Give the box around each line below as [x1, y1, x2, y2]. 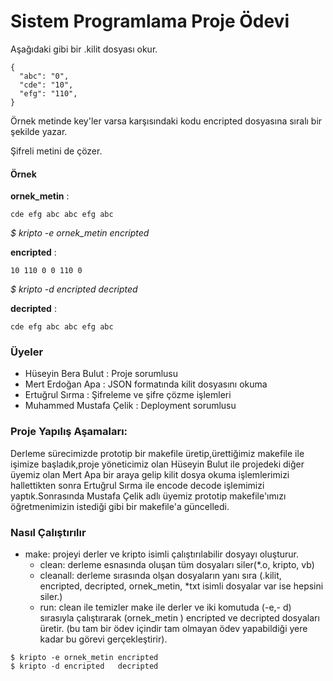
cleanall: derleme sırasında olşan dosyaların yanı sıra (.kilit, [39, 570, 282, 582]
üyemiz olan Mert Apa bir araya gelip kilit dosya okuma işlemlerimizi [10, 468, 290, 480]
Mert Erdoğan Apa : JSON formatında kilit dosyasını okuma [24, 378, 268, 390]
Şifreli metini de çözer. [10, 145, 103, 157]
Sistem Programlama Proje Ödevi [10, 10, 290, 33]
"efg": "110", [19, 88, 78, 99]
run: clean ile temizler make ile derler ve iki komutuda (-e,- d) [39, 601, 292, 614]
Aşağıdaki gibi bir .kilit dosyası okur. [10, 43, 158, 55]
